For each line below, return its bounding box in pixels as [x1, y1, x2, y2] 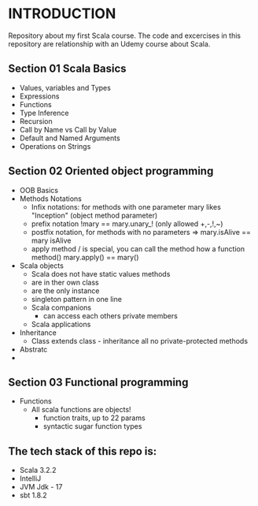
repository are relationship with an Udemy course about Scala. [8, 39, 211, 48]
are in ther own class [31, 277, 100, 287]
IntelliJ [19, 474, 42, 483]
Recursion [19, 116, 53, 126]
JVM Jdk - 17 [19, 482, 63, 492]
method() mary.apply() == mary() [31, 252, 139, 262]
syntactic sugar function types [42, 422, 142, 431]
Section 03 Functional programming [8, 375, 189, 389]
